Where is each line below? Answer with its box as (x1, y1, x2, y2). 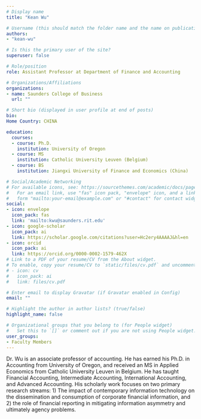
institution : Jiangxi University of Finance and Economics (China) (17, 168, 188, 174)
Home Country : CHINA (6, 118, 58, 124)
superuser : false (6, 53, 50, 59)
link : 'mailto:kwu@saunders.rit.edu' (11, 218, 106, 224)
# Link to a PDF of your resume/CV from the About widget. (6, 256, 157, 263)
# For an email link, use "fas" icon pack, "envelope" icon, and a (6, 189, 184, 196)
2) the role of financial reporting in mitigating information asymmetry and (6, 400, 185, 407)
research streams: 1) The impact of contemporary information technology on (6, 387, 195, 394)
